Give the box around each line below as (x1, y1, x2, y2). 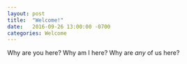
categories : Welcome (7, 29, 68, 37)
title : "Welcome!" (7, 17, 64, 24)
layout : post (7, 10, 45, 17)
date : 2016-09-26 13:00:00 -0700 (7, 23, 111, 30)
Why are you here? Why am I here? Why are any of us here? (7, 49, 180, 57)
